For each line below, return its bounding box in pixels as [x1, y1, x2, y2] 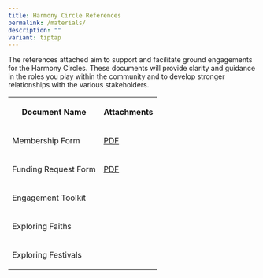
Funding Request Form [12, 164, 96, 175]
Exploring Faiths [12, 221, 72, 232]
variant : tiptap [8, 33, 61, 42]
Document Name [21, 107, 87, 118]
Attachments [103, 107, 154, 118]
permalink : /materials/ [8, 19, 87, 27]
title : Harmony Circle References [8, 11, 122, 20]
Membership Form [12, 135, 80, 146]
